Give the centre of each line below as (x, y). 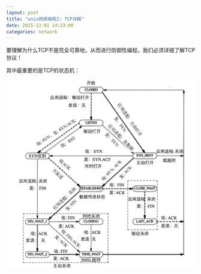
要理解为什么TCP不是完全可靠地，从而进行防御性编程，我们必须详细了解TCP (101, 50)
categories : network (32, 32)
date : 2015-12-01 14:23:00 (40, 25)
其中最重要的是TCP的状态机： (43, 70)
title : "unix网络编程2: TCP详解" (45, 19)
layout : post (22, 13)
